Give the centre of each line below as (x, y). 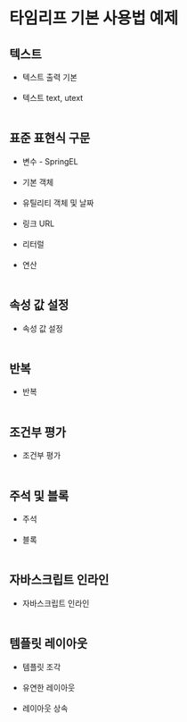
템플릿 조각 (41, 667)
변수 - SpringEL (50, 161)
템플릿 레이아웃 (49, 644)
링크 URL (38, 223)
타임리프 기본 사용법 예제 (94, 18)
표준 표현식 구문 (50, 138)
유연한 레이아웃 (49, 687)
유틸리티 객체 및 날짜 (58, 203)
